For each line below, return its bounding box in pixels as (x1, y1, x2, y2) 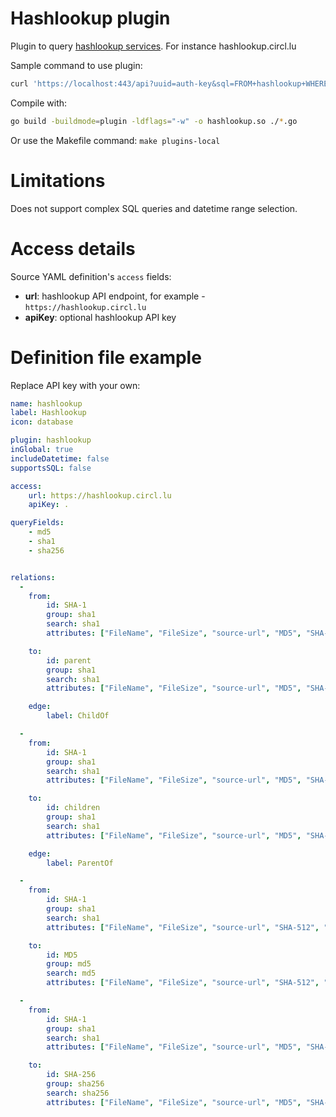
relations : (10, 572, 56, 582)
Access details (10, 237, 136, 260)
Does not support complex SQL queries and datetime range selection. (10, 202, 298, 214)
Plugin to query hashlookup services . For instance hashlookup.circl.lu (10, 40, 297, 52)
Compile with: (10, 97, 68, 109)
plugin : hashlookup (10, 435, 92, 446)
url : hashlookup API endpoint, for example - (24, 290, 206, 302)
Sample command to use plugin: (10, 59, 143, 71)
